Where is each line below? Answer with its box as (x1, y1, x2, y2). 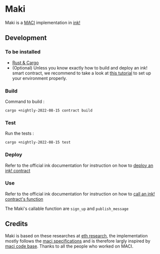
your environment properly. (12, 75, 67, 81)
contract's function (5, 196, 43, 202)
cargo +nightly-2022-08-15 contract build (5, 108, 93, 113)
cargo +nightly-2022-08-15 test (5, 140, 71, 145)
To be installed (5, 48, 40, 55)
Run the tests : (5, 131, 34, 137)
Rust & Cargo (12, 60, 39, 66)
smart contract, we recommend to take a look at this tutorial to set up (12, 70, 151, 76)
